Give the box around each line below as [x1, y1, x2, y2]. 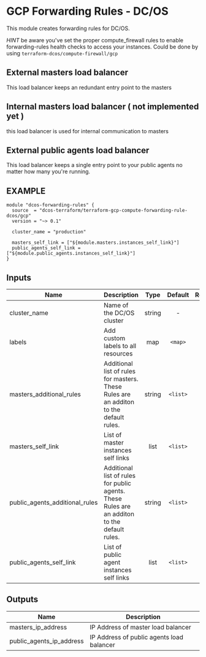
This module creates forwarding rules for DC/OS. [6, 25, 130, 32]
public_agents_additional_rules [9, 499, 98, 507]
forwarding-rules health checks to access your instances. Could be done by [6, 43, 199, 50]
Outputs [6, 594, 39, 605]
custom [104, 334, 126, 342]
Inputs [6, 272, 32, 283]
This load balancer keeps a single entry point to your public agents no [6, 161, 183, 169]
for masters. [104, 375, 139, 383]
